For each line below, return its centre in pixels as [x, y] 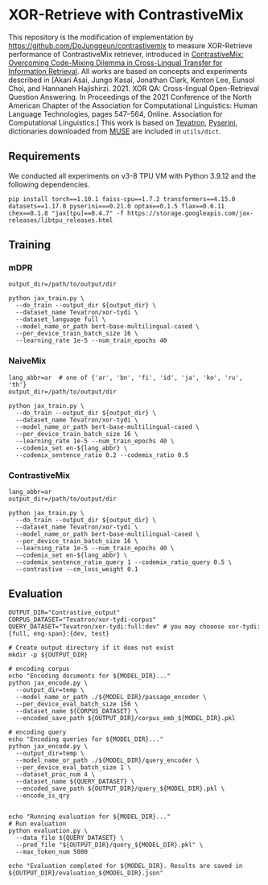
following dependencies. [49, 184]
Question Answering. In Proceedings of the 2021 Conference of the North [130, 97]
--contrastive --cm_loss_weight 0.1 [77, 570]
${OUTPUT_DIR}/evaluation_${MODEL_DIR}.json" [86, 873]
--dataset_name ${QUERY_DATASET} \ [75, 781]
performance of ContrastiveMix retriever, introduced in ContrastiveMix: [126, 54]
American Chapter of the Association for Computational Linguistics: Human [133, 105]
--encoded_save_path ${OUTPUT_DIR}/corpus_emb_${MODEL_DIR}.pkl [126, 718]
